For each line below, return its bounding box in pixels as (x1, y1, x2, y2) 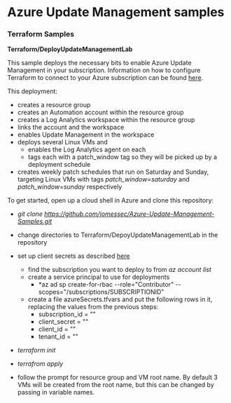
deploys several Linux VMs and (17, 138, 108, 146)
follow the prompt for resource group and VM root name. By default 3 (17, 373, 218, 382)
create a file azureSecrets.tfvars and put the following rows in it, (27, 295, 213, 303)
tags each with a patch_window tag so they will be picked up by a (27, 153, 218, 161)
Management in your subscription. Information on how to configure (7, 66, 201, 74)
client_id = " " (38, 325, 76, 334)
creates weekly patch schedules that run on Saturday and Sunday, (17, 168, 209, 176)
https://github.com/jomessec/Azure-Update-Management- (44, 210, 215, 218)
